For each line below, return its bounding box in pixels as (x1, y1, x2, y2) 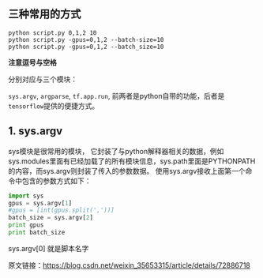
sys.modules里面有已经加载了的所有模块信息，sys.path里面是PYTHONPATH (8, 156, 256, 166)
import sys (8, 192, 44, 200)
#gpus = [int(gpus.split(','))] (8, 206, 115, 215)
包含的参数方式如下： (21, 176, 92, 186)
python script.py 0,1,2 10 (8, 28, 97, 37)
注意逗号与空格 (8, 58, 57, 67)
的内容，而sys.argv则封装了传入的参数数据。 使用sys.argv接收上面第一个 (8, 166, 246, 175)
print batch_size (8, 228, 66, 236)
